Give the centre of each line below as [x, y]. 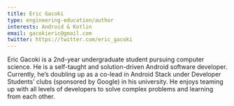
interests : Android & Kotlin [50, 26]
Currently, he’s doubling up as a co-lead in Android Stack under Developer [114, 75]
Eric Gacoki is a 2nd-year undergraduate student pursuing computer [106, 59]
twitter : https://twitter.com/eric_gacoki [70, 40]
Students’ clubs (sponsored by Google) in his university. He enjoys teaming [115, 82]
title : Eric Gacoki [36, 14]
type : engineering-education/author [60, 20]
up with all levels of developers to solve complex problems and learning [110, 89]
